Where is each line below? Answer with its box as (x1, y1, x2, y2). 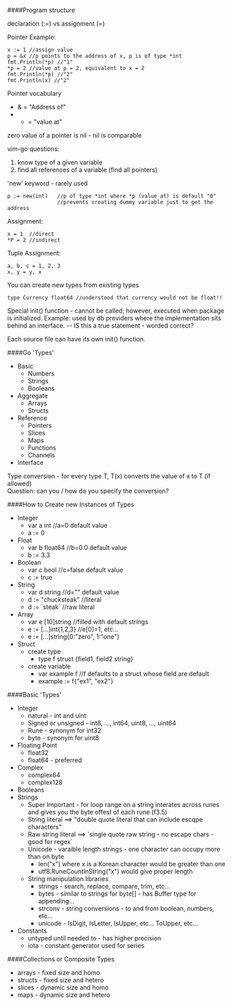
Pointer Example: (7, 33, 56, 41)
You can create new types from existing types (7, 281, 139, 289)
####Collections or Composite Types (7, 955, 115, 963)
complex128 (27, 778, 63, 786)
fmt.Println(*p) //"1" (7, 59, 73, 66)
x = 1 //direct (7, 230, 54, 237)
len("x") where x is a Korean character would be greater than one (38, 860, 226, 868)
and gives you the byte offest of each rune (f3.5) (27, 808, 167, 816)
